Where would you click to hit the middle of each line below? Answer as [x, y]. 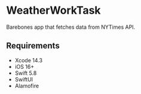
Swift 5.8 [26, 73]
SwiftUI [24, 79]
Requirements [33, 46]
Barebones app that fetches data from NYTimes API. [71, 27]
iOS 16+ [24, 66]
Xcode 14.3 [29, 60]
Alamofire [27, 86]
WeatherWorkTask [53, 10]
